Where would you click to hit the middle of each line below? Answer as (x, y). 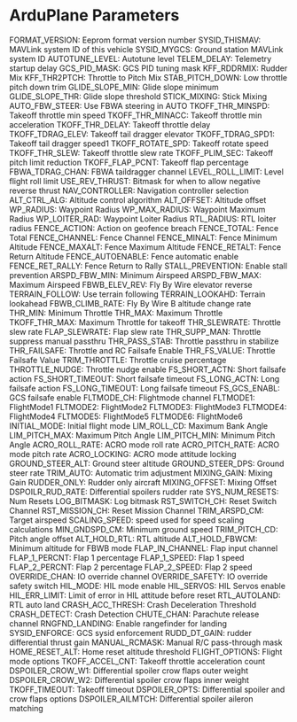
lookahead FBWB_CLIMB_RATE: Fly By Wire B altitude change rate (130, 303)
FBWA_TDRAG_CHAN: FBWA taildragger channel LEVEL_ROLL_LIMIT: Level (146, 171)
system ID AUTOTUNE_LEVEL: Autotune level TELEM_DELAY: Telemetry (141, 58)
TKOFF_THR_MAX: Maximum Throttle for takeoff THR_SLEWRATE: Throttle (145, 322)
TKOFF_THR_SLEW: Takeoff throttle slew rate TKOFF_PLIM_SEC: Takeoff (141, 152)
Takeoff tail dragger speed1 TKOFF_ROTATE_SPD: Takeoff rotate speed (139, 144)
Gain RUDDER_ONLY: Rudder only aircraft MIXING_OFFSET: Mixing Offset (143, 482)
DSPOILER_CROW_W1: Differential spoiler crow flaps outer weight (129, 671)
